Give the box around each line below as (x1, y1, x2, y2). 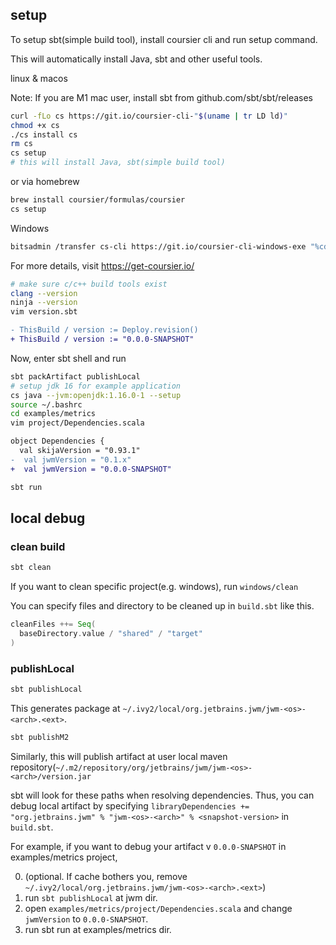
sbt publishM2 (10, 732, 70, 742)
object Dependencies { (10, 436, 105, 447)
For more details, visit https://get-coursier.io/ (10, 259, 195, 272)
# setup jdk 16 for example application (10, 381, 182, 391)
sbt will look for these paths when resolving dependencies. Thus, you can (10, 789, 315, 801)
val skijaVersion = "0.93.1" (19, 446, 141, 456)
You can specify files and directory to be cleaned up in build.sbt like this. (10, 600, 315, 612)
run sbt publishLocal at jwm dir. (24, 891, 158, 903)
